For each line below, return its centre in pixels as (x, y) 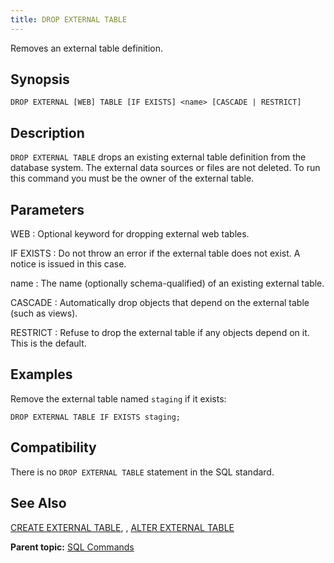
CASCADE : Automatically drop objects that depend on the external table (160, 303)
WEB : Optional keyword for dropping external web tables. (130, 234)
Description (47, 132)
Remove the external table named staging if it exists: (118, 398)
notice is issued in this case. (68, 264)
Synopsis (40, 79)
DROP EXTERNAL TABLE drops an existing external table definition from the (158, 157)
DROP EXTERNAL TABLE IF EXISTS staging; (96, 417)
